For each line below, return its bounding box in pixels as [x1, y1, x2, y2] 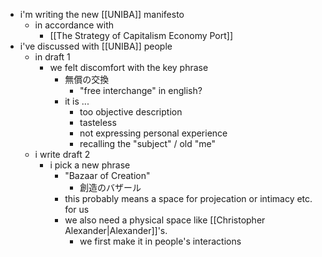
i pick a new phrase [49, 159, 131, 171]
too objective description [79, 106, 183, 118]
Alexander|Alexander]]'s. [64, 225, 168, 236]
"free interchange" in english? [79, 85, 203, 96]
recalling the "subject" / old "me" [79, 138, 216, 149]
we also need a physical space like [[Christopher [64, 214, 266, 226]
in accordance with [34, 19, 114, 31]
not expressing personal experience [79, 127, 228, 139]
